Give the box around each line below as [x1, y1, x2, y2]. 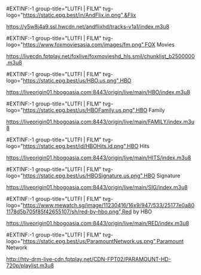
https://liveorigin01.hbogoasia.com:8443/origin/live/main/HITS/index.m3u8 [6, 154, 191, 161]
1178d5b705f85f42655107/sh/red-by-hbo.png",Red [6, 208, 132, 215]
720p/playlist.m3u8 [6, 262, 54, 269]
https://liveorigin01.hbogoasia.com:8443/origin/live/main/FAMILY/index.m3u [6, 118, 194, 125]
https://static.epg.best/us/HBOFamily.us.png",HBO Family [23, 107, 165, 113]
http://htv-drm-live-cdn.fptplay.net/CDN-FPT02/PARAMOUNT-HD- [6, 256, 172, 262]
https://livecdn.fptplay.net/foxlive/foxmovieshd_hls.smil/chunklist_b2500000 [6, 53, 195, 59]
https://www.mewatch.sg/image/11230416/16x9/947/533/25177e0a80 [23, 202, 195, 208]
